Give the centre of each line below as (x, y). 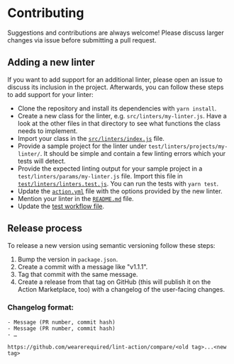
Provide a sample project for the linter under (82, 146)
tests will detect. (41, 161)
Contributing (46, 13)
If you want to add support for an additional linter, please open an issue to (115, 79)
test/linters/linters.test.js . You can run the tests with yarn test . (118, 183)
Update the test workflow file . (61, 206)
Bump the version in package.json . (68, 259)
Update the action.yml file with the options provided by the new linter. (120, 191)
